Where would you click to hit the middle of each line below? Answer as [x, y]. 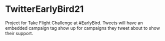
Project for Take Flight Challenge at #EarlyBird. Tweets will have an [74, 23]
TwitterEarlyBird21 [44, 9]
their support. [19, 33]
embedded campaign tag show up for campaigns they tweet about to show [82, 28]
